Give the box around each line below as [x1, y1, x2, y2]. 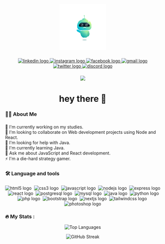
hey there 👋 [59, 93, 107, 104]
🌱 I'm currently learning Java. [5, 145, 65, 151]
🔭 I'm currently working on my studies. [5, 124, 84, 130]
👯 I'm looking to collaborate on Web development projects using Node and [5, 129, 156, 135]
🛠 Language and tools [5, 170, 60, 177]
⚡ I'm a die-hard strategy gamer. [5, 155, 71, 161]
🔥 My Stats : [5, 213, 35, 220]
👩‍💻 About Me [5, 111, 37, 118]
